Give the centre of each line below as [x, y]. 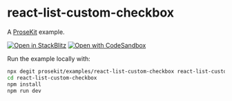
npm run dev [24, 91]
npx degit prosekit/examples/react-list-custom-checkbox [91, 71]
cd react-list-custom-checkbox [52, 77]
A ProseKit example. [36, 32]
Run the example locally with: [49, 58]
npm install [24, 84]
